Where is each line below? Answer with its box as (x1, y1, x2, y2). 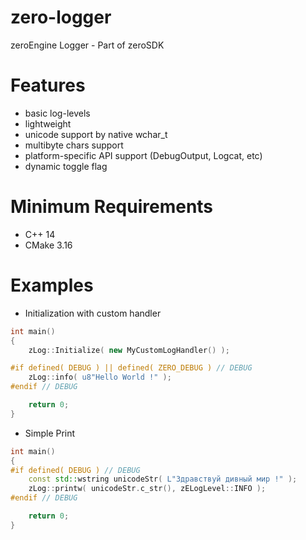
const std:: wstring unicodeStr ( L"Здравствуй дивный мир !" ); (28, 474, 298, 485)
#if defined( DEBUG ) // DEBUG (10, 465, 141, 475)
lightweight (24, 117, 72, 130)
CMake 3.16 (24, 239, 73, 251)
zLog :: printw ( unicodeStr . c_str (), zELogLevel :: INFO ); (28, 484, 267, 494)
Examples (10, 274, 94, 296)
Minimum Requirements (10, 196, 214, 218)
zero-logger (10, 6, 112, 29)
